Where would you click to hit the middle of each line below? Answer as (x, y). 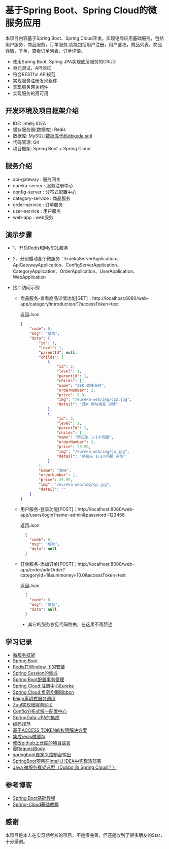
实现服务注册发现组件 (35, 80)
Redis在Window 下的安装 (39, 667)
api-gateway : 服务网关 (37, 179)
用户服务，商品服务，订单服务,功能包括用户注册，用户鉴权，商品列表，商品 (84, 44)
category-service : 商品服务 (41, 198)
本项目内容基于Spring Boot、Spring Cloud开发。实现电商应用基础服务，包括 (84, 38)
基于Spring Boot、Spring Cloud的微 (81, 10)
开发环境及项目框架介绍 (42, 111)
